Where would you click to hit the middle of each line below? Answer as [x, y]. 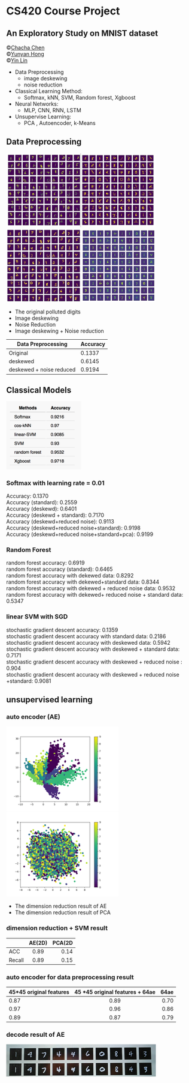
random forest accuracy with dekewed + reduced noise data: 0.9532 [91, 588]
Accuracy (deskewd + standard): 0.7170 [55, 515]
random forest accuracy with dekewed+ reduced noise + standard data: [95, 595]
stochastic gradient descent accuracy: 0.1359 [62, 630]
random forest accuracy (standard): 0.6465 [60, 569]
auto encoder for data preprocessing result [70, 977]
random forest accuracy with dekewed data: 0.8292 [70, 576]
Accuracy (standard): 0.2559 [42, 502]
